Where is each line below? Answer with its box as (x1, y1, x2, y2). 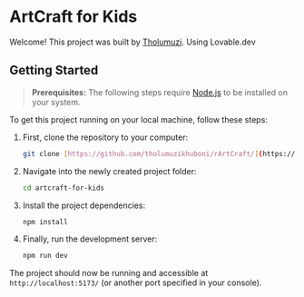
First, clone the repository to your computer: (22, 132, 189, 143)
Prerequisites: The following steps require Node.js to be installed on (31, 86, 289, 97)
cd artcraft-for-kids (22, 183, 104, 193)
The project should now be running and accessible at (9, 268, 209, 279)
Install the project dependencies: (22, 200, 146, 211)
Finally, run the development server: (22, 233, 158, 244)
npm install (22, 217, 68, 226)
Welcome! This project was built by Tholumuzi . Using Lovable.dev (9, 36, 256, 47)
